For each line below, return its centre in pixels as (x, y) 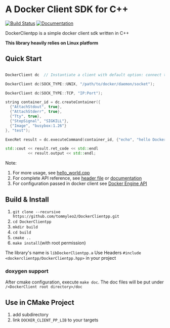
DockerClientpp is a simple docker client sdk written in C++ (67, 33)
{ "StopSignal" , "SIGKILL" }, (39, 121)
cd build (22, 232)
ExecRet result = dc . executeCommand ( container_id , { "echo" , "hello (78, 139)
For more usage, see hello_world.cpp (51, 173)
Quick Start (24, 59)
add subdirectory (31, 315)
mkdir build (25, 227)
